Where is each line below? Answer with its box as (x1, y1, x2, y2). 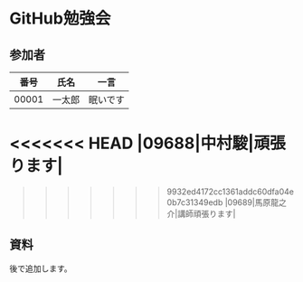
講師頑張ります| (177, 208, 236, 219)
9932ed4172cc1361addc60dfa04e (166, 186, 294, 197)
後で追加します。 (9, 263, 72, 274)
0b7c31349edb (166, 196, 223, 208)
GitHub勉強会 (9, 8, 111, 29)
